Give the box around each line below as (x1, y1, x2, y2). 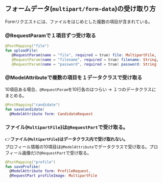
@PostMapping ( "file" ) (5, 44, 49, 49)
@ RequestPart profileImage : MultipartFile (9, 173, 97, 178)
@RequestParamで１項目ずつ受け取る (5, 32, 96, 39)
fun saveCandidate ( (5, 107, 45, 112)
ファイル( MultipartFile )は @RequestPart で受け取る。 (5, 124, 128, 131)
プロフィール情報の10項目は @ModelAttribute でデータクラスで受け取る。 (5, 144, 150, 150)
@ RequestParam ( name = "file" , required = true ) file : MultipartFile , (11, 52, 157, 57)
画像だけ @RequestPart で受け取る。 (22, 150, 92, 156)
